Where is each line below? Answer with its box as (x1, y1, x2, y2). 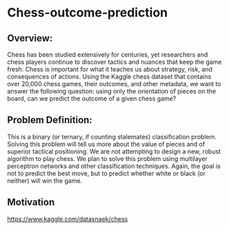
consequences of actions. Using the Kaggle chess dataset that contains (7, 72, 212, 81)
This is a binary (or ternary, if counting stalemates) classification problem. (7, 132, 217, 140)
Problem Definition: (7, 114, 93, 126)
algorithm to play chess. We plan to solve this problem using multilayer (7, 154, 208, 163)
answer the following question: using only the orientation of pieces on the (7, 87, 216, 95)
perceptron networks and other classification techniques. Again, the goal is (7, 162, 221, 170)
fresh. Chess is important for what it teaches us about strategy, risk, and (7, 65, 212, 73)
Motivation (7, 196, 55, 208)
